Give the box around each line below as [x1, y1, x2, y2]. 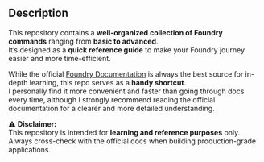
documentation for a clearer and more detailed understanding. [8, 103, 215, 113]
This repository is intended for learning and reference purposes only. [8, 127, 241, 137]
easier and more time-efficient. [8, 53, 111, 63]
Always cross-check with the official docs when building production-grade [8, 136, 257, 146]
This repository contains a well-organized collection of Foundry [8, 27, 223, 37]
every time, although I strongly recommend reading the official [8, 94, 216, 104]
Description [8, 6, 68, 20]
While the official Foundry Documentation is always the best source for [8, 69, 244, 79]
